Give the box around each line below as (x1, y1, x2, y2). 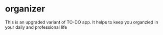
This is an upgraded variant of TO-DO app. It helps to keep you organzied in (5, 19, 158, 25)
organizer (5, 3, 46, 14)
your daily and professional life (5, 24, 67, 30)
